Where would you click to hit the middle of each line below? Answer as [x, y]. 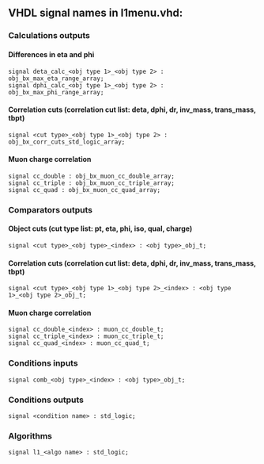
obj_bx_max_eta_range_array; [56, 79]
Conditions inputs [43, 363]
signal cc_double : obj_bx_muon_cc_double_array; [92, 176]
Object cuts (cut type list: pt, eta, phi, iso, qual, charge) [100, 228]
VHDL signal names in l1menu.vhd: [96, 13]
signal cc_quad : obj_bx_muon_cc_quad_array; [84, 190]
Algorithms [30, 435]
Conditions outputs [46, 400]
